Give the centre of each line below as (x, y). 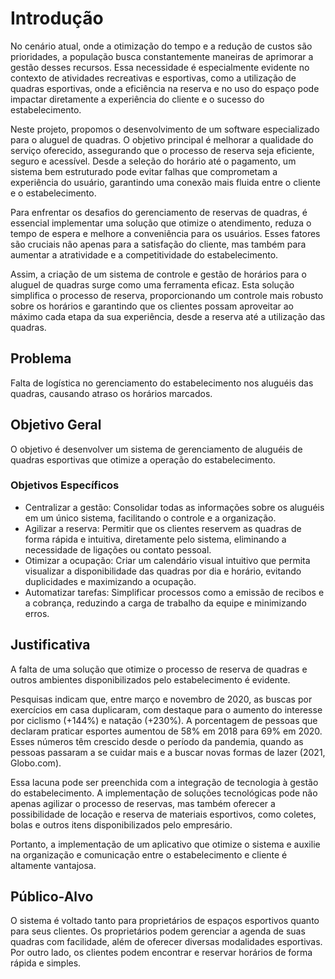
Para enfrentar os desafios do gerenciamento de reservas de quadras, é (159, 212)
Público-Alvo (52, 897)
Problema (41, 358)
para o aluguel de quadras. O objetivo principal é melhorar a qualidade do (162, 139)
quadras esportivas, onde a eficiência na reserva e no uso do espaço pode (165, 88)
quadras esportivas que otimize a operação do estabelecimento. (143, 459)
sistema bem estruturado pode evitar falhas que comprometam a (144, 171)
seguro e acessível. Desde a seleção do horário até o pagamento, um (153, 161)
